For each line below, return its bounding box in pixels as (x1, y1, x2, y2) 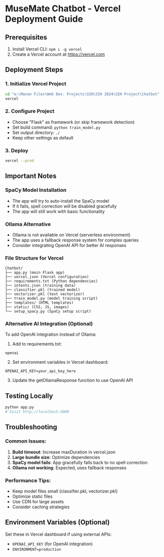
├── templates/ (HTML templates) (5, 300, 74, 306)
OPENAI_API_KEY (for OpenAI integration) (12, 541, 93, 547)
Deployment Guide (5, 13, 83, 25)
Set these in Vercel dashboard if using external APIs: (5, 531, 112, 537)
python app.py (5, 405, 34, 410)
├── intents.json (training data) (5, 283, 76, 288)
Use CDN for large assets (12, 499, 64, 505)
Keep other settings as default (12, 135, 74, 140)
